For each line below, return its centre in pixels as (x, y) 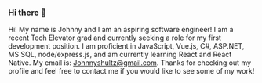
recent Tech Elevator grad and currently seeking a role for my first (115, 38)
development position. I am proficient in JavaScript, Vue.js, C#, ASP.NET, (126, 46)
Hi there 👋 (27, 13)
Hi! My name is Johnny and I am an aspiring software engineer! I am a (121, 30)
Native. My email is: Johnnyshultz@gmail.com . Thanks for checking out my (130, 63)
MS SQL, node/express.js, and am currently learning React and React (120, 55)
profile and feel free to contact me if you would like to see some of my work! (131, 71)
